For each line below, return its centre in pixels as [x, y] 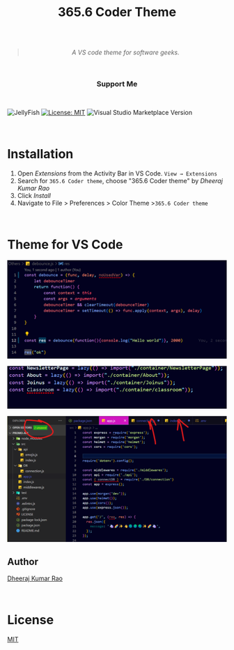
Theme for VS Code [65, 245]
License [31, 620]
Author [23, 562]
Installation [40, 154]
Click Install [34, 196]
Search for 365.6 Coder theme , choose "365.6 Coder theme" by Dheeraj [120, 181]
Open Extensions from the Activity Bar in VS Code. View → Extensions [117, 173]
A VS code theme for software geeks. [126, 52]
